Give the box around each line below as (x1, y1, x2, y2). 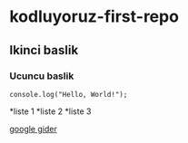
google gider (9, 123, 57, 134)
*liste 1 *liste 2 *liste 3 (9, 106, 92, 117)
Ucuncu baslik (9, 70, 74, 82)
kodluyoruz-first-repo (9, 6, 180, 27)
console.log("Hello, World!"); (9, 90, 128, 99)
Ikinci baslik (9, 43, 79, 58)
